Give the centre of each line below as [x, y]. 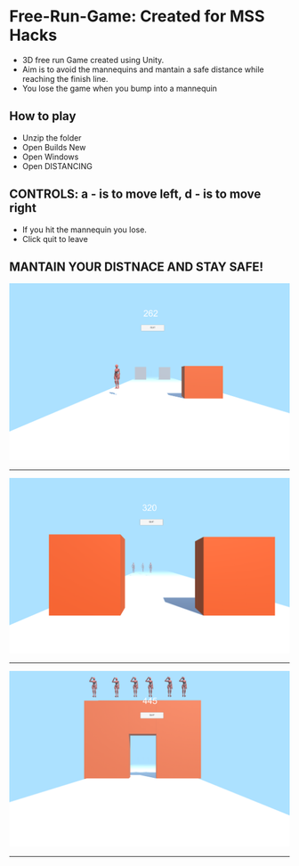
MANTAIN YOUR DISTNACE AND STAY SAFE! [137, 267]
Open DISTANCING [57, 166]
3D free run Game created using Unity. [93, 60]
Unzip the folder [52, 138]
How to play [43, 116]
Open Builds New [54, 147]
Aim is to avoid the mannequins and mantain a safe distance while [143, 69]
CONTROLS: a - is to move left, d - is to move [135, 194]
